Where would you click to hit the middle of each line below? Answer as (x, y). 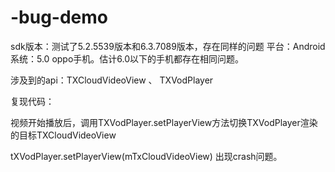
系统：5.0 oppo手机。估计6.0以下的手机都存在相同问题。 (127, 58)
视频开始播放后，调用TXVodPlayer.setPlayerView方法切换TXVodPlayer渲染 (164, 122)
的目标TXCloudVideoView (63, 135)
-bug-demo (59, 17)
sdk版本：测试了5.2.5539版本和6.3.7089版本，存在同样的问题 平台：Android (168, 46)
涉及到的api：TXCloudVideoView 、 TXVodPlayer (112, 80)
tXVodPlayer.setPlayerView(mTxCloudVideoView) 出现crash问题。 (146, 156)
